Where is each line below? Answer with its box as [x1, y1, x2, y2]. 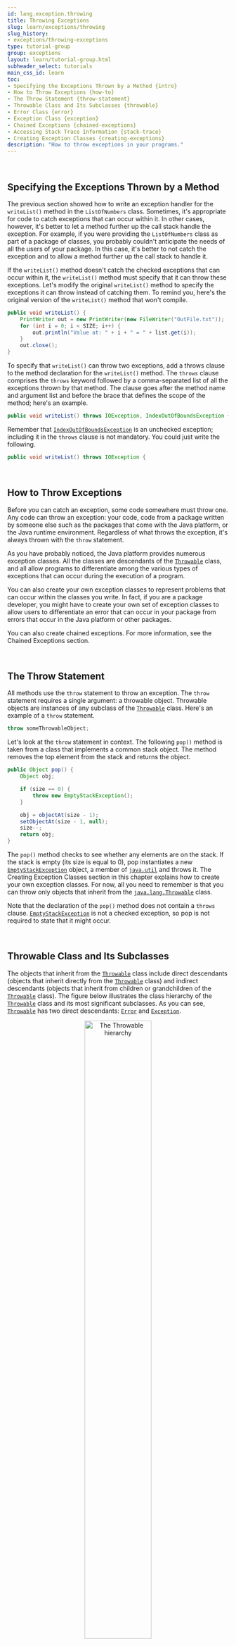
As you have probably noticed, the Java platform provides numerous [7, 549, 206, 557]
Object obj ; [20, 773, 55, 780]
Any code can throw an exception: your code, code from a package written [7, 513, 225, 521]
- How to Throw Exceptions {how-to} [7, 89, 114, 96]
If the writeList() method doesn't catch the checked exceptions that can [7, 266, 220, 274]
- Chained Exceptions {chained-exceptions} [7, 121, 137, 129]
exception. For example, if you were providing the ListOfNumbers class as [7, 230, 218, 238]
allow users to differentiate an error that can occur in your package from [7, 607, 216, 616]
